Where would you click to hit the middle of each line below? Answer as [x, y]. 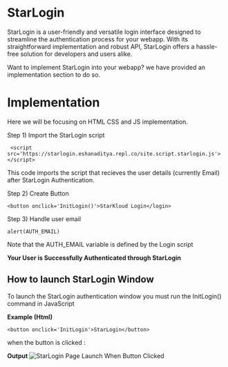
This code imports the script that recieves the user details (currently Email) [113, 172]
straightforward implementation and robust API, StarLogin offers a [101, 46]
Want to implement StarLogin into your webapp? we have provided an [106, 67]
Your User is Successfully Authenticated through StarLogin [94, 258]
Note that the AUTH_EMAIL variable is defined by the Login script [100, 244]
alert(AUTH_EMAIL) [34, 232]
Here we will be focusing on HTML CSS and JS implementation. [98, 122]
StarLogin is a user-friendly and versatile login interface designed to [104, 32]
